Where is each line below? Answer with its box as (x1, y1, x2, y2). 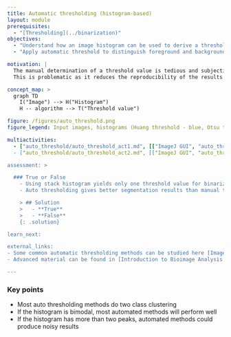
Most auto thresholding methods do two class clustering (16, 301, 177, 309)
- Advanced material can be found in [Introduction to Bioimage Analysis (7, 256, 223, 263)
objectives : (7, 36, 41, 43)
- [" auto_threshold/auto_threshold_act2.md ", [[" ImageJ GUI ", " (13, 149, 201, 156)
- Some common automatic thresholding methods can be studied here (7, 250, 205, 257)
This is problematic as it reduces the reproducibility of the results (13, 74, 223, 80)
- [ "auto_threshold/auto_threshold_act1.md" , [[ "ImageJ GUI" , (13, 142, 195, 150)
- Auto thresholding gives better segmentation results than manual (19, 187, 220, 194)
